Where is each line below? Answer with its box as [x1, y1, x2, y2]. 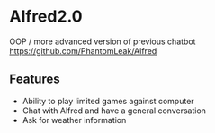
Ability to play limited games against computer [22, 95, 195, 106]
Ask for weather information [22, 114, 127, 125]
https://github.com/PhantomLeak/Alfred [9, 45, 157, 56]
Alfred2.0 [9, 6, 83, 27]
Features [9, 72, 60, 87]
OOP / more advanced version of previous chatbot [9, 36, 196, 47]
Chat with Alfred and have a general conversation [22, 105, 207, 116]
